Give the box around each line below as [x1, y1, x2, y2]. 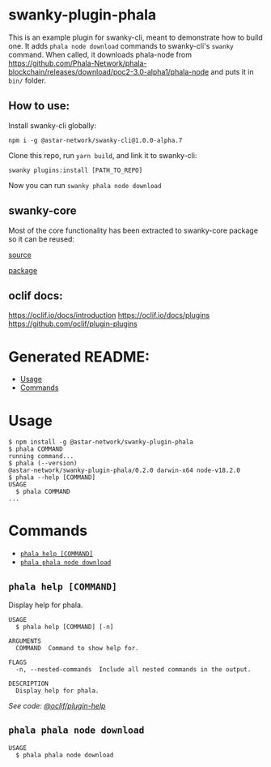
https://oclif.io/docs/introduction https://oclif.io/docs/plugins [8, 311, 210, 320]
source [8, 250, 32, 259]
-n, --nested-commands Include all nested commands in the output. [15, 666, 252, 674]
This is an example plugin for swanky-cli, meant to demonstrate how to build [8, 32, 263, 42]
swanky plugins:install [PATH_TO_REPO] [8, 166, 143, 174]
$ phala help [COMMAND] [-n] [15, 623, 114, 631]
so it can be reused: [8, 234, 75, 244]
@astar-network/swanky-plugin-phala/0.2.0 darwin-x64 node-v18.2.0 [8, 466, 241, 475]
